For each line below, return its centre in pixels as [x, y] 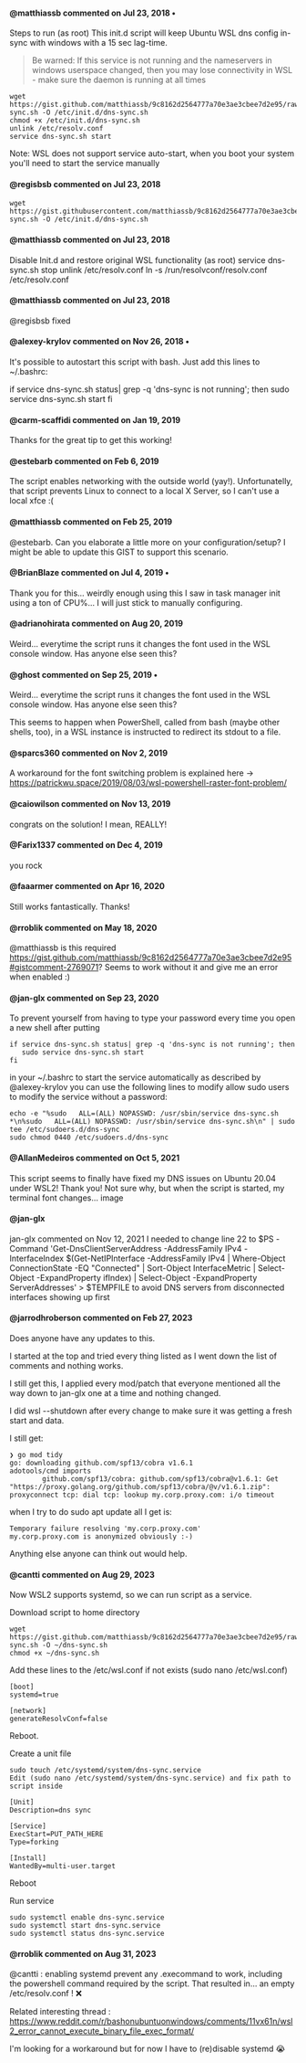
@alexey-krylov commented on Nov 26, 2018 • [99, 342]
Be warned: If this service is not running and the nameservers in [152, 60]
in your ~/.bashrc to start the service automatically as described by [135, 1077]
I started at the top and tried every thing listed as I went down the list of [143, 1356]
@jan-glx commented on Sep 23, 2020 [84, 998]
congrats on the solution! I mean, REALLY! [88, 824]
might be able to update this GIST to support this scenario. [119, 552]
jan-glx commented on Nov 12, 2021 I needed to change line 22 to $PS [142, 1239]
